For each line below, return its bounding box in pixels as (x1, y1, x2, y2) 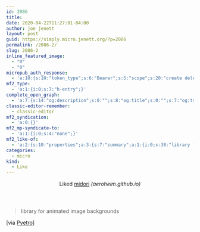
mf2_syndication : (6, 114, 49, 120)
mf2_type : (6, 81, 31, 87)
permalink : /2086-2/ (6, 42, 58, 48)
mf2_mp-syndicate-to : (6, 125, 60, 131)
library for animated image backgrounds (20, 208, 120, 215)
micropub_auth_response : (6, 70, 68, 76)
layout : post (6, 31, 39, 37)
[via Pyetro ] (6, 219, 35, 227)
